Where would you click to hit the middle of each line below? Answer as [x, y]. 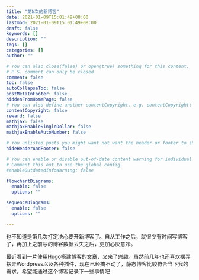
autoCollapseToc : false [36, 88]
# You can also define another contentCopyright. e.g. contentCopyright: [99, 105]
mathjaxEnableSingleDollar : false [49, 127]
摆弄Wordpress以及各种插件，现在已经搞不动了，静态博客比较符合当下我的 [97, 263]
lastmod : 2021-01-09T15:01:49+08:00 [51, 22]
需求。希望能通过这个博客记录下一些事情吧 [58, 271]
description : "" [26, 39]
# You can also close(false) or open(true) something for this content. [98, 66]
